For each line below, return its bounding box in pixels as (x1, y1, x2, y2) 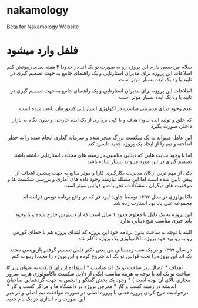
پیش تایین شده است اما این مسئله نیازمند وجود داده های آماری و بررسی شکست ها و (7, 175, 192, 183)
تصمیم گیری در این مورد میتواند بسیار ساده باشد (87, 157, 192, 165)
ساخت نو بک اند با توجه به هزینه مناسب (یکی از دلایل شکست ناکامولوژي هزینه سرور (6, 270, 190, 277)
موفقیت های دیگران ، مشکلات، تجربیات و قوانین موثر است (64, 181, 192, 188)
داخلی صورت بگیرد (150, 122, 192, 130)
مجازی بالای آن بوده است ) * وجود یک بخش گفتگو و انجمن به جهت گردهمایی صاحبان (6, 276, 191, 283)
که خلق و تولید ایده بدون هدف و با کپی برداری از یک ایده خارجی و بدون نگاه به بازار (12, 116, 192, 123)
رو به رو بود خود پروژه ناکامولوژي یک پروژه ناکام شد (78, 234, 192, 241)
